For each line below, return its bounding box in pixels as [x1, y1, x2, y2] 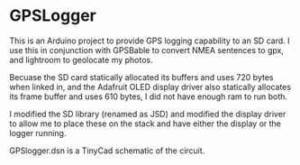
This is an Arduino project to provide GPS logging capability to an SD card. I [9, 35, 290, 46]
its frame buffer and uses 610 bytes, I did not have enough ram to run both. [9, 91, 288, 102]
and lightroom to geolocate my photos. [9, 54, 153, 65]
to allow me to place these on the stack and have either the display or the [9, 118, 282, 129]
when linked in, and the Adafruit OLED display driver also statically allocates [9, 81, 291, 92]
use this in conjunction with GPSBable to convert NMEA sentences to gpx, [9, 44, 284, 55]
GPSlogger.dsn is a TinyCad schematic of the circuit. [9, 145, 205, 156]
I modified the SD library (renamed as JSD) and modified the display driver [9, 108, 286, 119]
